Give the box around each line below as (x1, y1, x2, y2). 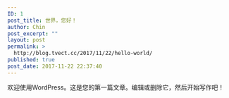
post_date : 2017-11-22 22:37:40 (7, 63, 102, 70)
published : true (7, 56, 55, 63)
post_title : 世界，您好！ (7, 17, 78, 24)
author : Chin (7, 23, 46, 30)
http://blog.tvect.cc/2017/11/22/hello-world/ (13, 50, 153, 57)
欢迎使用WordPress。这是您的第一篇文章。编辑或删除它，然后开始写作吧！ (7, 82, 225, 92)
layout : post (7, 37, 46, 44)
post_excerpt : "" (7, 30, 58, 37)
